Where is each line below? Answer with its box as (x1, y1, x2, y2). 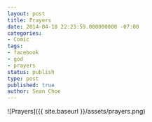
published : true (7, 82, 55, 89)
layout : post (7, 10, 46, 17)
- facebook (7, 49, 39, 56)
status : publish (7, 68, 55, 75)
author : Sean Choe (7, 88, 61, 95)
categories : (7, 29, 42, 37)
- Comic (7, 36, 30, 43)
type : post (7, 75, 39, 82)
